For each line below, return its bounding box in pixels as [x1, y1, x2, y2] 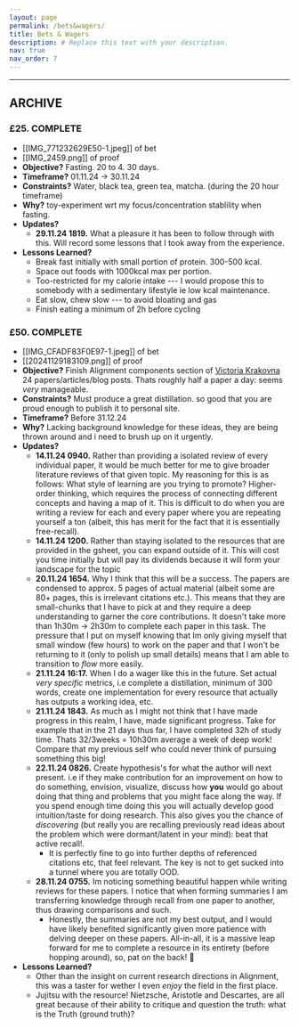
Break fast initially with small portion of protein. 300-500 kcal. [35, 256, 263, 267]
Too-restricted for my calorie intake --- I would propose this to [35, 275, 265, 286]
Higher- [248, 478, 278, 489]
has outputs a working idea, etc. [35, 696, 154, 706]
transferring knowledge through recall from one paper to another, [35, 894, 276, 905]
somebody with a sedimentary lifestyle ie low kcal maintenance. [35, 284, 271, 295]
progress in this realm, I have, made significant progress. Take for [35, 714, 276, 726]
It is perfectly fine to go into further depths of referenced [48, 847, 258, 858]
